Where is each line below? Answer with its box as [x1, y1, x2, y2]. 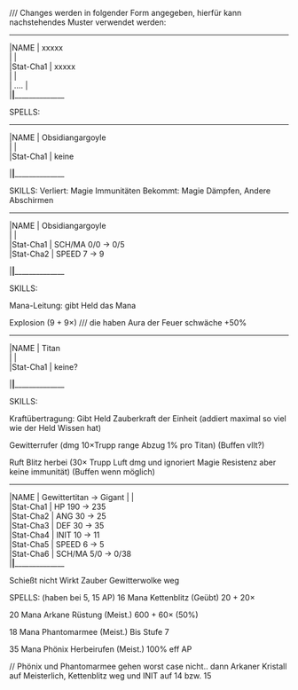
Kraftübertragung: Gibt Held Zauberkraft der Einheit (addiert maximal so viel [9, 413, 286, 424]
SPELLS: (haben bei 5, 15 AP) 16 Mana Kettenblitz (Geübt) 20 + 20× [9, 592, 255, 602]
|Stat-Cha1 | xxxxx [9, 61, 76, 72]
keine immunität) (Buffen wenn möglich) [9, 467, 155, 477]
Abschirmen [9, 195, 54, 205]
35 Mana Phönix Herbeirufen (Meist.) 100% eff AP [9, 644, 192, 655]
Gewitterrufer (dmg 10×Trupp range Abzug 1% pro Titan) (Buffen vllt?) [9, 440, 265, 451]
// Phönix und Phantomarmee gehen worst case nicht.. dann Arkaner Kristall [9, 661, 287, 671]
